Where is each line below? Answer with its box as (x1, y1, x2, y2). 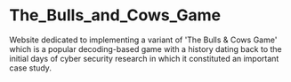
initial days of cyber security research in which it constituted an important (9, 53, 279, 63)
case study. (9, 63, 52, 73)
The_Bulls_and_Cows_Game (9, 5, 221, 26)
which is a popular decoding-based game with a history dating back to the (9, 43, 282, 54)
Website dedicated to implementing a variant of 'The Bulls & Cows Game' (9, 34, 278, 45)
